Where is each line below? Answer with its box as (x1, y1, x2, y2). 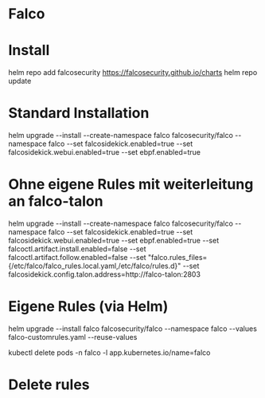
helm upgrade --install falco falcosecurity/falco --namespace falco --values (8, 324, 257, 333)
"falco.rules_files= (147, 253, 208, 262)
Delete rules (8, 376, 90, 394)
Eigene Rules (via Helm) (8, 298, 169, 316)
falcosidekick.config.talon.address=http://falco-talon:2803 (8, 270, 201, 279)
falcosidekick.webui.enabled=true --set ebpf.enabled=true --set (8, 236, 220, 245)
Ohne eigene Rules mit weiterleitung (8, 175, 254, 194)
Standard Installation (8, 104, 150, 122)
